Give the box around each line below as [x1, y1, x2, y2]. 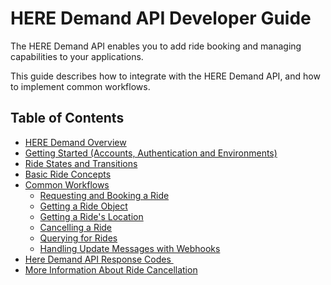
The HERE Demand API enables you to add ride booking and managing [10, 40, 302, 52]
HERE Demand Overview [24, 136, 127, 148]
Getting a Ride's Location [39, 210, 144, 222]
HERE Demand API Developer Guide [10, 7, 312, 30]
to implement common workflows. [10, 80, 151, 92]
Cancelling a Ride [39, 221, 113, 233]
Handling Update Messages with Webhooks [39, 242, 221, 254]
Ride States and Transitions [24, 157, 138, 169]
